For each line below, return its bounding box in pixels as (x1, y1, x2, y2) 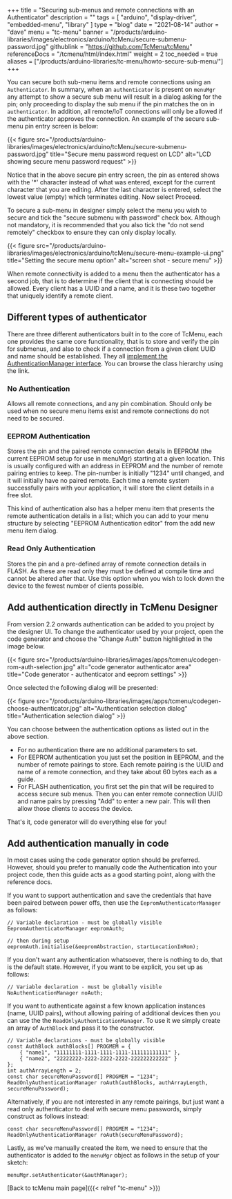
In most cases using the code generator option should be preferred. (7, 856, 200, 864)
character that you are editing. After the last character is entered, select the (7, 186, 222, 193)
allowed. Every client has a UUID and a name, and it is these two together (7, 285, 216, 292)
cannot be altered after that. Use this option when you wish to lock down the (7, 574, 224, 582)
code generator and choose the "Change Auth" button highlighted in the (7, 635, 213, 643)
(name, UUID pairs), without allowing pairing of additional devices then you (7, 1009, 221, 1017)
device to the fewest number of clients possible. (7, 582, 144, 590)
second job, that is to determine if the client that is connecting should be (7, 277, 213, 285)
